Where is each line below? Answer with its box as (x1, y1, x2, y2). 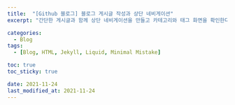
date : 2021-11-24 (7, 80, 58, 87)
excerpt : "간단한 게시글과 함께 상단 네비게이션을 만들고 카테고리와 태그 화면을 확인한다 (7, 17, 229, 24)
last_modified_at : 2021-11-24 (7, 87, 96, 94)
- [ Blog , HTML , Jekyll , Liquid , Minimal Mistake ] (13, 49, 161, 56)
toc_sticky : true (7, 68, 58, 75)
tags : (7, 43, 23, 50)
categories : (7, 29, 42, 36)
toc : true (7, 62, 36, 69)
